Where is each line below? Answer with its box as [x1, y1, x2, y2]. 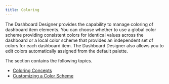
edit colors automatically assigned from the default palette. [5, 48, 128, 54]
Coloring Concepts [12, 67, 52, 73]
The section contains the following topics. [5, 57, 93, 63]
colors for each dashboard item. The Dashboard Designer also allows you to [5, 42, 164, 48]
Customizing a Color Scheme [12, 72, 74, 78]
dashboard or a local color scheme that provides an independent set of [5, 37, 153, 43]
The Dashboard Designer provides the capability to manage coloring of [5, 21, 153, 27]
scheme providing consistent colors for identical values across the [5, 32, 144, 38]
